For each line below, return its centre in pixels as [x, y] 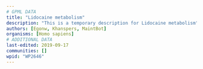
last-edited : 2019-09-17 [37, 46]
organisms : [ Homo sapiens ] [40, 34]
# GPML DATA [21, 12]
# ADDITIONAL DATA [29, 40]
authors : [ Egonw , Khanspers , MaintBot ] [56, 28]
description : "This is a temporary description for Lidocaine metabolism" [102, 23]
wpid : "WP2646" [25, 56]
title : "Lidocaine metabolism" [46, 17]
